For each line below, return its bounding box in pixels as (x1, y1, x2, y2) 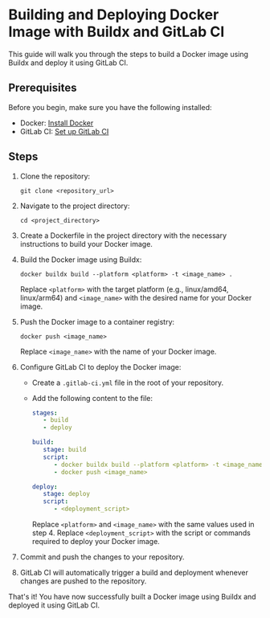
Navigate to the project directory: (19, 201, 130, 211)
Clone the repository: (19, 171, 91, 181)
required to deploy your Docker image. (31, 537, 161, 546)
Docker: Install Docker (19, 118, 94, 128)
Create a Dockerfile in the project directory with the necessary (19, 231, 227, 240)
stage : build (43, 446, 87, 454)
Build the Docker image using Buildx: (19, 255, 142, 264)
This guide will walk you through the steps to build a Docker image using (8, 49, 249, 59)
